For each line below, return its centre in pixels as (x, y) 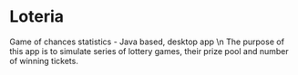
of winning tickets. (44, 61)
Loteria (37, 17)
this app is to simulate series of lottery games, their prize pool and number (149, 51)
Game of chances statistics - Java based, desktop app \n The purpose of (147, 42)
